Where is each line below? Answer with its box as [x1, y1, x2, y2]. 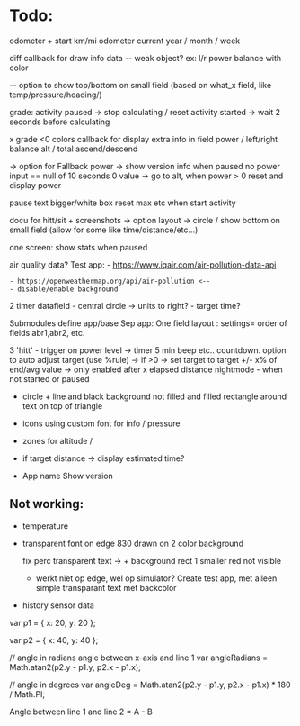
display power [9, 179, 62, 190]
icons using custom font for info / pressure [22, 418, 181, 429]
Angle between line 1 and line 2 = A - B [9, 706, 153, 717]
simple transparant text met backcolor [35, 582, 177, 593]
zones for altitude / [22, 435, 93, 446]
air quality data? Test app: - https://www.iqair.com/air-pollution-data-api [9, 259, 277, 270]
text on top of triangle [22, 400, 103, 411]
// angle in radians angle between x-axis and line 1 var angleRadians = [9, 652, 268, 663]
